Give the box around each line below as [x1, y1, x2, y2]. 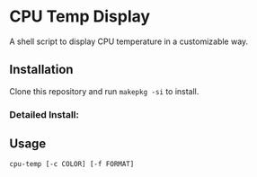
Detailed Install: [9, 108, 79, 120]
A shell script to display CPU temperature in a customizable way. [9, 36, 249, 47]
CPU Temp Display [9, 6, 151, 27]
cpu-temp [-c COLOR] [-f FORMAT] [9, 160, 135, 169]
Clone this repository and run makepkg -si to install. [9, 85, 199, 96]
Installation [9, 62, 74, 77]
